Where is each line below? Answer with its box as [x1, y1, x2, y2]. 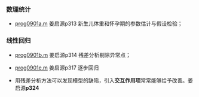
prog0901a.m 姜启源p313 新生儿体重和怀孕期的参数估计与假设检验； [14, 20, 183, 28]
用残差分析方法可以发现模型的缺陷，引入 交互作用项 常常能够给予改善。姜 [14, 77, 193, 84]
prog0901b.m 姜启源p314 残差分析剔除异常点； [14, 51, 131, 58]
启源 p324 [14, 84, 39, 91]
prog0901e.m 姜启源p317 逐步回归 [14, 64, 99, 71]
